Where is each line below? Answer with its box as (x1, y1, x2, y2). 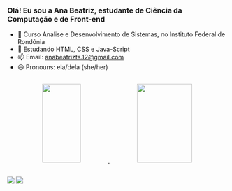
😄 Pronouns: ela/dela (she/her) (17, 63, 108, 71)
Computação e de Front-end (7, 14, 106, 24)
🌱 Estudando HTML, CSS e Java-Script (17, 45, 131, 54)
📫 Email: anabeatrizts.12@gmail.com (17, 53, 124, 62)
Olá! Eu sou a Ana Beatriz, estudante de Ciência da (7, 6, 183, 15)
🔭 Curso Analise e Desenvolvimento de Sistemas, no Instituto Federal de (17, 30, 226, 38)
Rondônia (17, 38, 45, 46)
